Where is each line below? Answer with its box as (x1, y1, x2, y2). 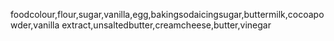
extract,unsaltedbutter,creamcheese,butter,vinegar (61, 19, 272, 31)
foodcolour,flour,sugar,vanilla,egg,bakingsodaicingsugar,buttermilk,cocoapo (10, 9, 325, 20)
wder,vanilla (10, 19, 60, 31)
